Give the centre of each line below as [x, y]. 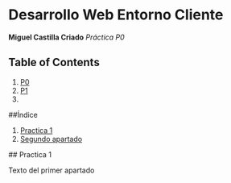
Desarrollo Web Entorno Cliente [116, 15]
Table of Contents [54, 62]
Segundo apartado [51, 139]
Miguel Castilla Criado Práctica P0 [66, 37]
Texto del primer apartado [52, 170]
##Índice [23, 114]
